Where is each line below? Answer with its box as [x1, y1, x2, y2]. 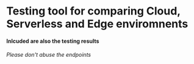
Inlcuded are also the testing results [6, 37, 99, 45]
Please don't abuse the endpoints [6, 51, 92, 59]
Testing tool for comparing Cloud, [6, 4, 181, 18]
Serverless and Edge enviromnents [6, 17, 189, 31]
